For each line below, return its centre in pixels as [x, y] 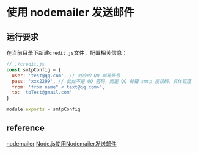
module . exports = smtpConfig [43, 109]
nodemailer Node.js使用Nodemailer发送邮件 [62, 143]
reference [25, 128]
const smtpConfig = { [34, 70]
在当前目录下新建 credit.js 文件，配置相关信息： [67, 53]
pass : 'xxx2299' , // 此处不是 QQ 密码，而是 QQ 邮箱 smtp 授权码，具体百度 [101, 81]
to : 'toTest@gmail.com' [42, 93]
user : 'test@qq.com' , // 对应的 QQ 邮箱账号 [66, 76]
